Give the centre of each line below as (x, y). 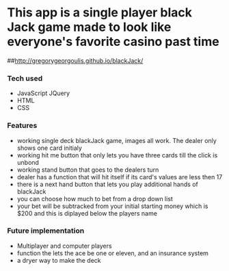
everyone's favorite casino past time (113, 42)
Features (22, 126)
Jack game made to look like (89, 27)
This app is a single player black (100, 13)
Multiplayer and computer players (64, 246)
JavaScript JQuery (43, 93)
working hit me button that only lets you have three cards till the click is (117, 155)
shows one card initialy (49, 148)
